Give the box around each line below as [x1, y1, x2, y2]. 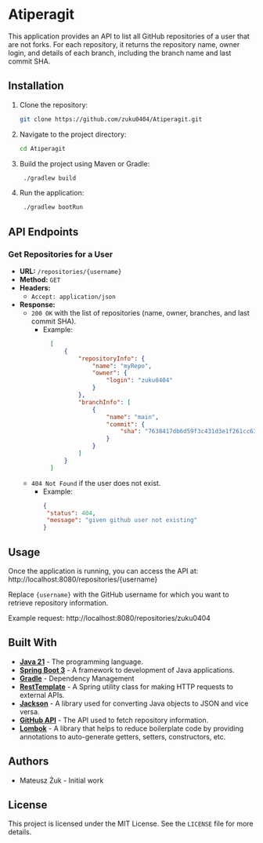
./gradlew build [23, 174, 77, 182]
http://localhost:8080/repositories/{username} [8, 575, 158, 584]
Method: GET [19, 275, 61, 284]
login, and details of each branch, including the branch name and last [8, 48, 232, 57]
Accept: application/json [31, 293, 116, 301]
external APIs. [19, 690, 65, 699]
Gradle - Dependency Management [19, 673, 135, 683]
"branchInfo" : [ [77, 398, 131, 406]
